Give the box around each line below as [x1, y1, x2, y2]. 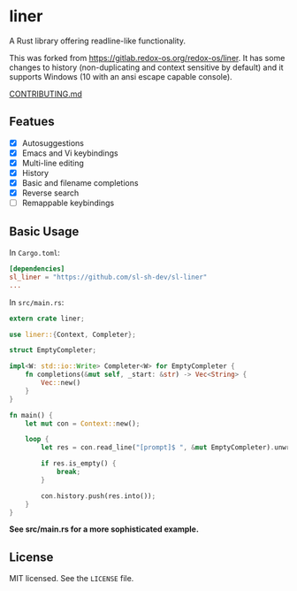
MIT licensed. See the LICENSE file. [9, 573, 134, 584]
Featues [9, 114, 55, 129]
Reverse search [21, 188, 80, 198]
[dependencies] [9, 265, 65, 273]
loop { [25, 435, 49, 444]
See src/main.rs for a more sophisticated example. [9, 524, 199, 534]
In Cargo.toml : [9, 248, 60, 257]
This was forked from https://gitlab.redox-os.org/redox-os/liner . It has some [9, 52, 286, 63]
